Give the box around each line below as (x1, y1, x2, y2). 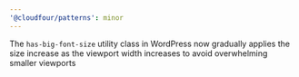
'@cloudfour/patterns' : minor (9, 13, 125, 23)
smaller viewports (9, 57, 76, 68)
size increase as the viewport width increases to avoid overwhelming (9, 47, 268, 59)
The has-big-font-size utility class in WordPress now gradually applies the (9, 38, 291, 49)
